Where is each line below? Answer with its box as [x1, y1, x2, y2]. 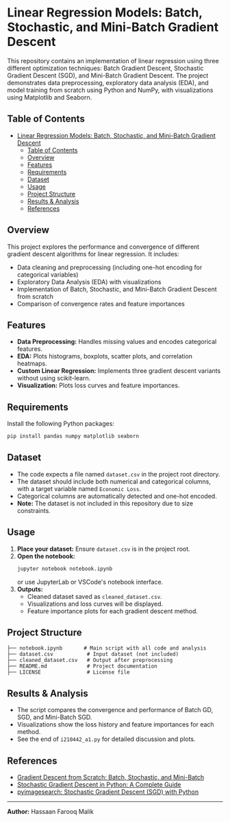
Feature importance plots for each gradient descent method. [27, 606, 199, 615]
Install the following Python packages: [7, 420, 115, 428]
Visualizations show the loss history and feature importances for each [16, 720, 214, 729]
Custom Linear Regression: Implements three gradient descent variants [16, 367, 221, 375]
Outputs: [16, 585, 43, 593]
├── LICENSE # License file [7, 669, 130, 676]
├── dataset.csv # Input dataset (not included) [7, 651, 179, 658]
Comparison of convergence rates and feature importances [16, 299, 186, 308]
